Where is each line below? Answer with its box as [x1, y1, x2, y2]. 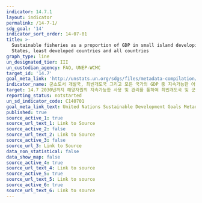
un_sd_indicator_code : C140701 [6, 98, 85, 104]
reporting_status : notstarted [6, 92, 82, 98]
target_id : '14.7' [6, 70, 52, 76]
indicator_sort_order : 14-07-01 [6, 31, 87, 37]
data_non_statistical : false [6, 148, 79, 154]
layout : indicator [6, 14, 52, 20]
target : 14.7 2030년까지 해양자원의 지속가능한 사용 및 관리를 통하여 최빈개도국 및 [6, 87, 189, 93]
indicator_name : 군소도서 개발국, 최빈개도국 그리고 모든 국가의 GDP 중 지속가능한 [6, 82, 189, 88]
